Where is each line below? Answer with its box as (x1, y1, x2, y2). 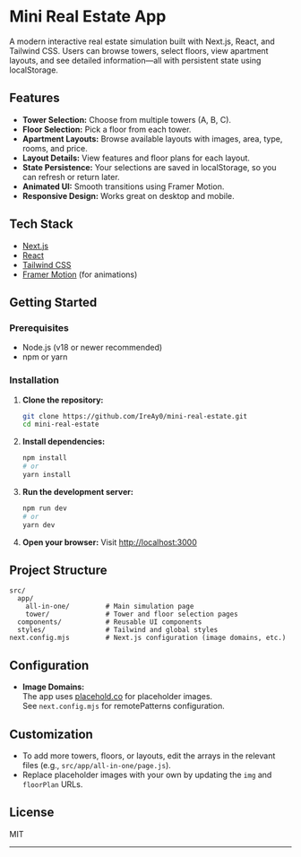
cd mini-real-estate (21, 420, 99, 429)
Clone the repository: (21, 394, 104, 405)
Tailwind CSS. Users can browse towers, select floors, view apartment (9, 45, 269, 56)
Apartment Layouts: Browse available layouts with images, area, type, (21, 133, 283, 144)
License (9, 805, 55, 820)
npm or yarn (21, 351, 68, 362)
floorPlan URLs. (21, 778, 83, 790)
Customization (9, 726, 94, 741)
